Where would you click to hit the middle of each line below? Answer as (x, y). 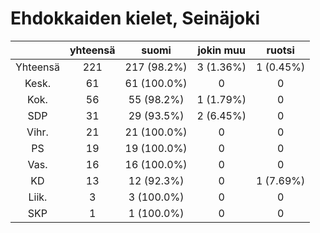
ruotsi (280, 50)
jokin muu (222, 50)
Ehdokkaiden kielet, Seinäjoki (135, 18)
